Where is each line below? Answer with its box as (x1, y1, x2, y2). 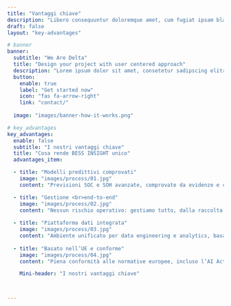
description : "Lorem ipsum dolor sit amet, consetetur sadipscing (13, 67, 208, 74)
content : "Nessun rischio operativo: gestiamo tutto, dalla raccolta (19, 207, 223, 214)
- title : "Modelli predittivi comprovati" (13, 169, 137, 176)
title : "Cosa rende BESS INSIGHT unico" (13, 150, 131, 157)
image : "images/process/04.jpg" (19, 252, 112, 259)
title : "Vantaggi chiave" (7, 10, 81, 17)
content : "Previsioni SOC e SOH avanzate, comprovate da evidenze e (19, 182, 220, 188)
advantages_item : (13, 156, 63, 164)
